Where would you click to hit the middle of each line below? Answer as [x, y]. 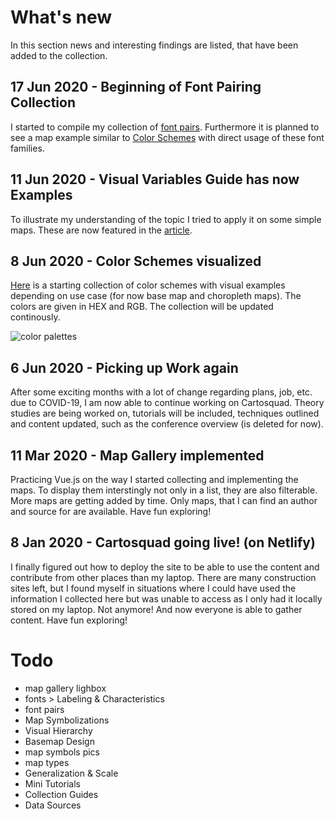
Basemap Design [59, 741]
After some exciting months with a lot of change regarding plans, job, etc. [161, 392]
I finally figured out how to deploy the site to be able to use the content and [165, 567]
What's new [61, 17]
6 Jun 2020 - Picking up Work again [124, 367]
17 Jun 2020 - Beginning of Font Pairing [136, 87]
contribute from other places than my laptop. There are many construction [163, 577]
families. [27, 148]
